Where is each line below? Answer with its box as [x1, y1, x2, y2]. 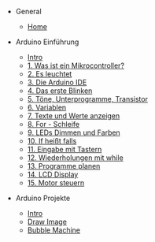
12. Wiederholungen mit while [27, 153, 124, 162]
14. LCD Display [27, 169, 79, 179]
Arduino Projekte [15, 193, 71, 203]
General [15, 7, 42, 16]
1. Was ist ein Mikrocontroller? [27, 61, 124, 70]
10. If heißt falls [27, 136, 77, 145]
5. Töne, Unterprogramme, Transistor [27, 95, 148, 103]
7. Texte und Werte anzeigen [27, 111, 120, 121]
